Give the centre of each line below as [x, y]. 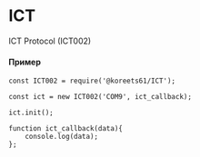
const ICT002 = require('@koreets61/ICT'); [92, 81]
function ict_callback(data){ [66, 129]
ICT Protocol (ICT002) [50, 41]
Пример [25, 62]
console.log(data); [62, 137]
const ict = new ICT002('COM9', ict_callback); [100, 97]
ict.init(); [31, 113]
